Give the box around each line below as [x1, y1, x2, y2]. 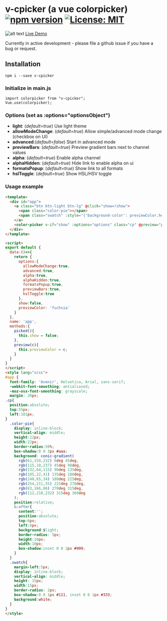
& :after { [14, 504, 32, 509]
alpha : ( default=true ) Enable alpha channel [12, 155, 101, 161]
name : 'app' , [9, 319, 37, 324]
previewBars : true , [23, 287, 61, 292]
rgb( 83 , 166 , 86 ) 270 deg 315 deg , [18, 486, 83, 491]
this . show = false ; [18, 333, 59, 338]
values [12, 149, 26, 155]
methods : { [9, 324, 30, 329]
